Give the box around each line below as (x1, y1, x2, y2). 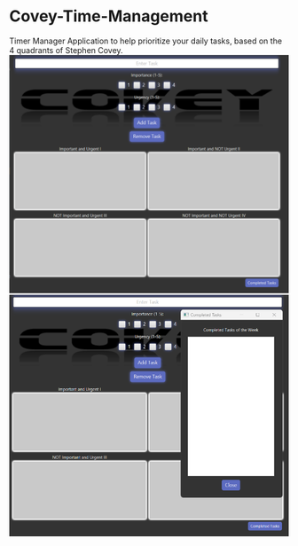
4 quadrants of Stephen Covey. (9, 44, 123, 55)
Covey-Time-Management (9, 6, 208, 27)
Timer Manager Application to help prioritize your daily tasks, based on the (9, 35, 282, 46)
